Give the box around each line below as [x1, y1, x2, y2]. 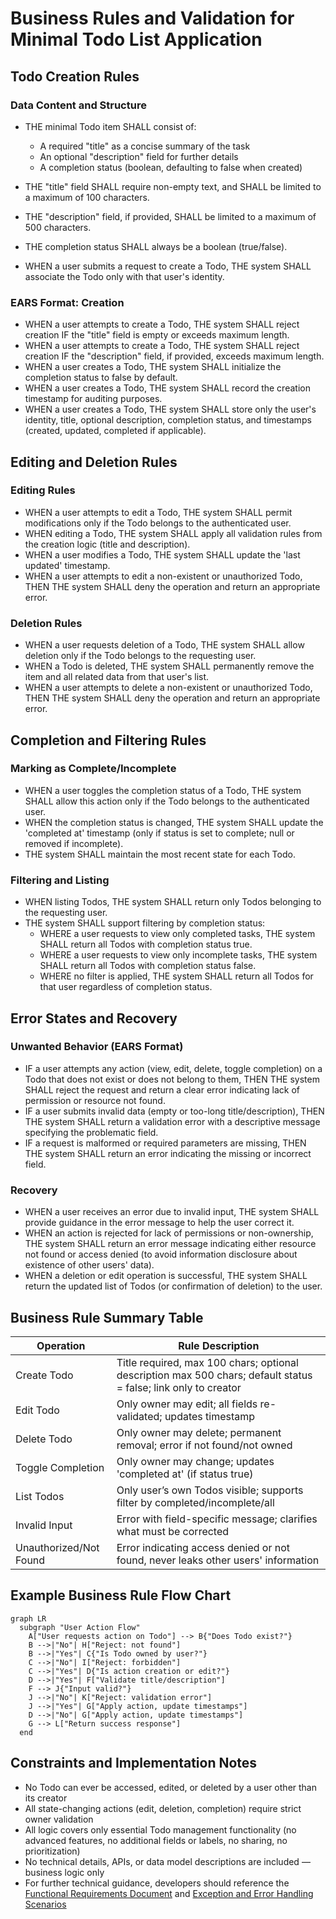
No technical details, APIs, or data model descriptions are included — [24, 1855, 311, 1867]
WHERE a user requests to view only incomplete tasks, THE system [39, 949, 318, 961]
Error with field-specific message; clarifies [116, 1512, 318, 1526]
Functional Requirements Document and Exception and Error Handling [24, 1887, 314, 1899]
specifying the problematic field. [24, 1126, 159, 1138]
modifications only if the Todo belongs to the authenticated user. [24, 517, 292, 529]
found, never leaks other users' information [116, 1553, 320, 1567]
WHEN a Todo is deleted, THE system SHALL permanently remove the [24, 660, 315, 672]
